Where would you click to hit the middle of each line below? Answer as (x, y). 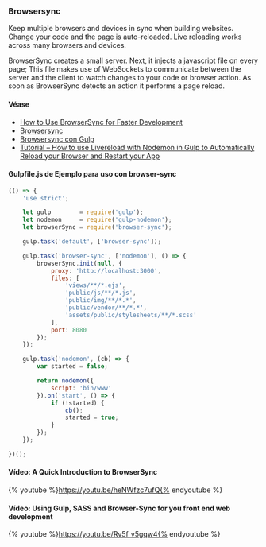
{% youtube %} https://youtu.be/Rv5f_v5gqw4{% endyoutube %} (114, 534)
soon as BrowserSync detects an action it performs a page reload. (116, 86)
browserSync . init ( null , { (80, 263)
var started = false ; (73, 367)
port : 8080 (69, 330)
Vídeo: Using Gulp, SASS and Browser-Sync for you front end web (120, 508)
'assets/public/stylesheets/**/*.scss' (131, 315)
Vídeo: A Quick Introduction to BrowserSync (83, 472)
